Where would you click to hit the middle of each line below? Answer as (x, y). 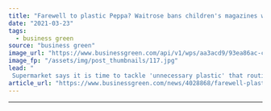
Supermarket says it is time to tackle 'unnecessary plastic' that (127, 76)
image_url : (27, 53)
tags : (17, 31)
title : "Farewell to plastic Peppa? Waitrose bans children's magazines (133, 16)
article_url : (30, 83)
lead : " (21, 68)
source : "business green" (52, 46)
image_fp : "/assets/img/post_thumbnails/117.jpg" (94, 61)
